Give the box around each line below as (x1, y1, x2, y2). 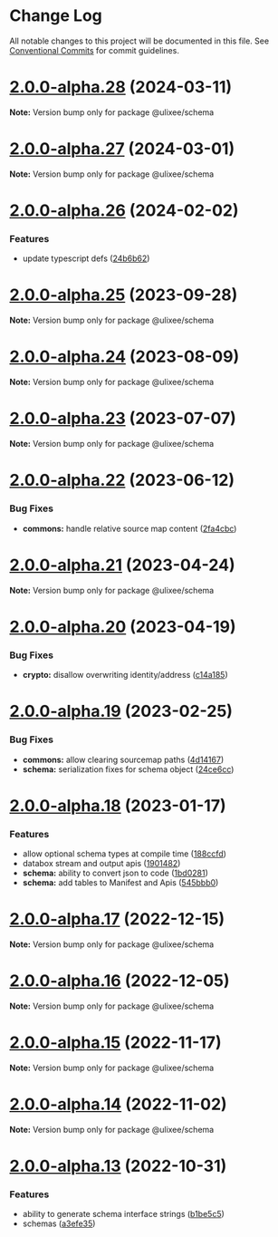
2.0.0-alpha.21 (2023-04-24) (9, 555, 235, 575)
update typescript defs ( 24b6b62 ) (22, 253, 150, 264)
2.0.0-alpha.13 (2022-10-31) (9, 1155, 227, 1176)
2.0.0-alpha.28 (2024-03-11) (9, 77, 233, 98)
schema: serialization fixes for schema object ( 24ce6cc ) (22, 763, 235, 775)
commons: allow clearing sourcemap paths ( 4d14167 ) (22, 754, 225, 765)
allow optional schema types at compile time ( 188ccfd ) (22, 848, 226, 859)
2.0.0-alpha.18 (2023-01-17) (9, 795, 226, 816)
